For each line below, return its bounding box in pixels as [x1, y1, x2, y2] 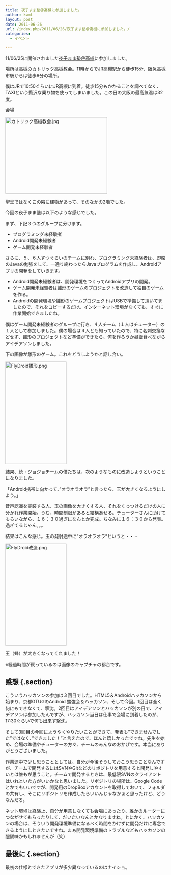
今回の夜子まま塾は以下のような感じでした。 [5, 209, 99, 215]
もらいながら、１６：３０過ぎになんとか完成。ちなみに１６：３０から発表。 [5, 516, 166, 522]
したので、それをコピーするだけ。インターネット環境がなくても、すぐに [12, 304, 164, 310]
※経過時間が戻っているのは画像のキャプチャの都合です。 [5, 661, 124, 667]
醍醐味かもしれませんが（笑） [5, 833, 68, 839]
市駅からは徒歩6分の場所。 [5, 72, 62, 78]
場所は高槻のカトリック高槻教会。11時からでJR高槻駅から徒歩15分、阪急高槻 [5, 66, 166, 72]
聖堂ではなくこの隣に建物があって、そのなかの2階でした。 [5, 199, 128, 205]
